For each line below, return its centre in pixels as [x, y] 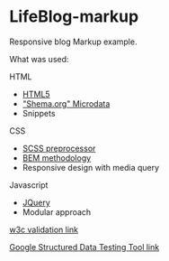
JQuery [36, 202]
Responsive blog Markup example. [73, 42]
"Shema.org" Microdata [66, 103]
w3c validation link [44, 229]
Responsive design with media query [91, 167]
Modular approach [57, 212]
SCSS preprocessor [59, 148]
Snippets [39, 113]
